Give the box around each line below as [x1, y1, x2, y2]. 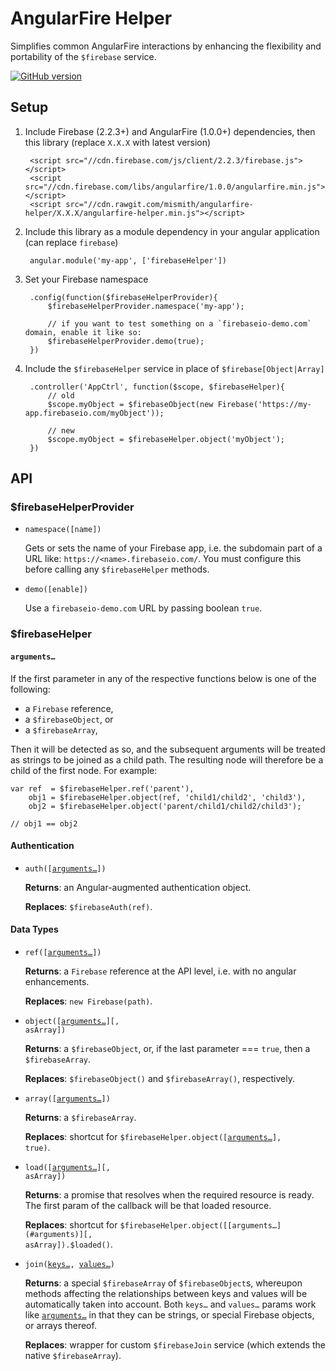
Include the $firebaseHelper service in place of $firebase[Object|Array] [24, 362, 325, 374]
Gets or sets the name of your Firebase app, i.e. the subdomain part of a [24, 542, 323, 554]
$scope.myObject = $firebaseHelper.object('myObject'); [47, 434, 286, 444]
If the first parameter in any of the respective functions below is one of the [10, 672, 317, 684]
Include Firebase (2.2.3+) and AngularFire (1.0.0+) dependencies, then [24, 125, 316, 137]
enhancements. [24, 975, 90, 987]
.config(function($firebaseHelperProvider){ [29, 292, 218, 302]
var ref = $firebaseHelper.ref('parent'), [10, 783, 195, 794]
